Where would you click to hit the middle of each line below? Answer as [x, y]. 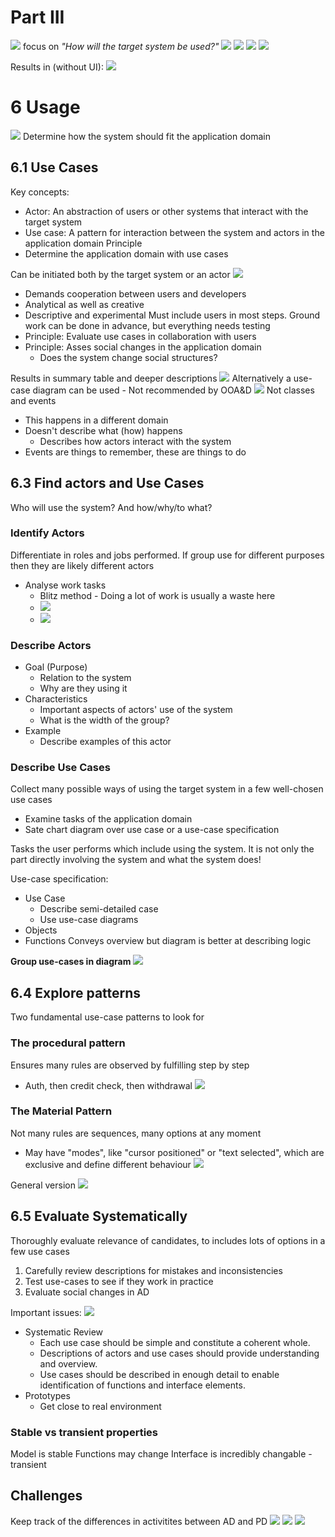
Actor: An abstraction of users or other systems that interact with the [166, 211]
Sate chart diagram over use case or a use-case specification [152, 830]
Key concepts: [40, 192]
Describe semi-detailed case [99, 909]
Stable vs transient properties [84, 1432]
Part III [37, 17]
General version [43, 1185]
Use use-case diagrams [89, 920]
